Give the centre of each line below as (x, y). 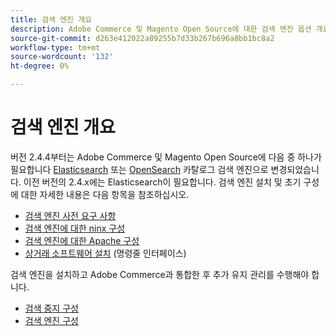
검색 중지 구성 (51, 308)
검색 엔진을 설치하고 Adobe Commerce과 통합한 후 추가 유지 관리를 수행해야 (160, 274)
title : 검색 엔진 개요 (51, 19)
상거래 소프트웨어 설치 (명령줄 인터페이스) (105, 253)
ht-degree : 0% (40, 66)
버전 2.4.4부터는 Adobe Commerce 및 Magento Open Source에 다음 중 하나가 (166, 157)
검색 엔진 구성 (51, 320)
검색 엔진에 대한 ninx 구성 (75, 228)
